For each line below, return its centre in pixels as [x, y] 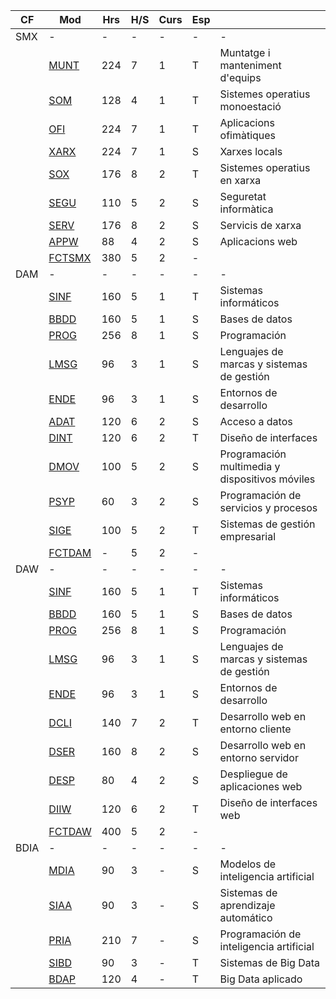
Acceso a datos [256, 421]
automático [246, 917]
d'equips [240, 77]
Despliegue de [253, 774]
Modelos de [248, 864]
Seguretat [243, 196]
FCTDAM [70, 552]
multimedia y [250, 466]
